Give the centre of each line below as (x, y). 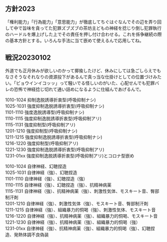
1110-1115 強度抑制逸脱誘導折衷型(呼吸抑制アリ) (53, 118)
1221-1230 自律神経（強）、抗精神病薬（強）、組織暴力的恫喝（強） (73, 222)
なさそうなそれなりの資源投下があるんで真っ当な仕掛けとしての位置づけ (79, 77)
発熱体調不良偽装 (31, 235)
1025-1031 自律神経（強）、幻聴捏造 (41, 172)
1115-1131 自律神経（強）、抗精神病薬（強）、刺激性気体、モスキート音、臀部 (82, 191)
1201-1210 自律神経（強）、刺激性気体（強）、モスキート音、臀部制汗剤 (77, 203)
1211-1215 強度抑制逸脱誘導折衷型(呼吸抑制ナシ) (54, 137)
